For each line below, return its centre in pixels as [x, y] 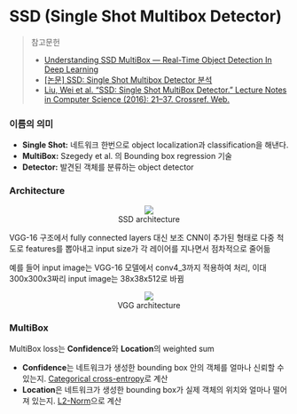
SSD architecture [149, 219]
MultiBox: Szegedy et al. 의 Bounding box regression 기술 [127, 156]
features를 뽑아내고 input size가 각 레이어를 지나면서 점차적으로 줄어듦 [148, 248]
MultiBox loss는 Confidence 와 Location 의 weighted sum [112, 348]
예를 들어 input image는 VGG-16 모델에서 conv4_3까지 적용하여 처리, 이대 [138, 267]
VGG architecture [149, 305]
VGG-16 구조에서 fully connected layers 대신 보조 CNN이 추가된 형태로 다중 [142, 237]
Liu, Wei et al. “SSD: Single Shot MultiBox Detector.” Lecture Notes [165, 90]
